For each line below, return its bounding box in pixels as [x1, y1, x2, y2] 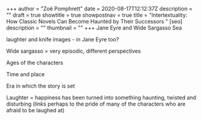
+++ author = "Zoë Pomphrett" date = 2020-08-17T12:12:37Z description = [6, 5, 193, 12]
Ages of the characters [6, 59, 63, 66]
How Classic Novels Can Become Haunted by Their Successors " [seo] [6, 18, 183, 25]
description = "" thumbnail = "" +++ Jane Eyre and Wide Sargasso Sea [6, 24, 182, 31]
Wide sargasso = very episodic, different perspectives [6, 47, 141, 55]
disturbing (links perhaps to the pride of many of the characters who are [6, 100, 186, 107]
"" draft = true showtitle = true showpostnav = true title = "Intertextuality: [6, 11, 188, 19]
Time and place [6, 71, 45, 77]
